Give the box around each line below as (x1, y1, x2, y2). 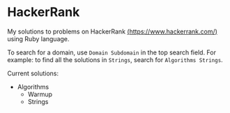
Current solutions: (7, 69, 59, 77)
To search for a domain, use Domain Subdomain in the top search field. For (7, 48, 216, 56)
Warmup (27, 90, 53, 98)
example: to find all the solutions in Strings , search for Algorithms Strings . (7, 55, 223, 63)
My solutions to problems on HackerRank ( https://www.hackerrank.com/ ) (7, 27, 218, 36)
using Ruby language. (7, 34, 70, 43)
